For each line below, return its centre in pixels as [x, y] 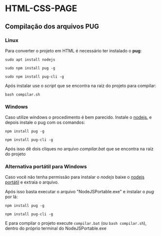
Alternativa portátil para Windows [46, 167]
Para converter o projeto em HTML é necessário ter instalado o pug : [73, 51]
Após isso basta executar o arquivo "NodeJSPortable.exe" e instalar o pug [80, 192]
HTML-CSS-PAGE [41, 8]
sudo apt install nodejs [30, 59]
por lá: [11, 197]
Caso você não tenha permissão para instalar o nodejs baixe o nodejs [75, 177]
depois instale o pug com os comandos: [45, 122]
